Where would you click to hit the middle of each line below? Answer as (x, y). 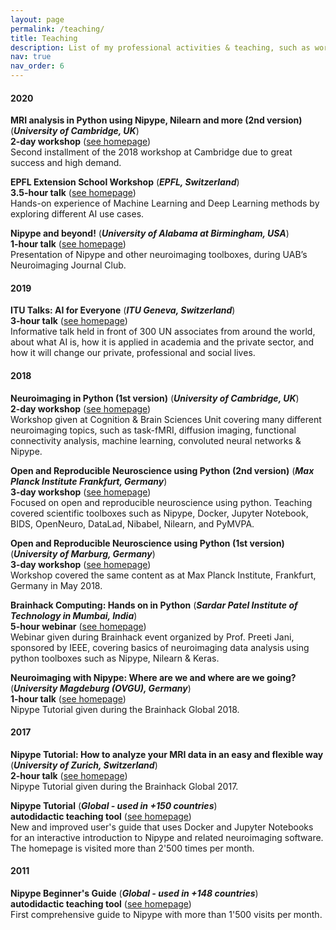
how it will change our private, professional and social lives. (133, 353)
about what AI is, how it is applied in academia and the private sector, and (162, 342)
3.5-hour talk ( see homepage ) (73, 193)
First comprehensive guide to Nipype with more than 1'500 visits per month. (166, 915)
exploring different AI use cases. (77, 214)
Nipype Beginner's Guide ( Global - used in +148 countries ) (134, 893)
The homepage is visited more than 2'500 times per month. (132, 848)
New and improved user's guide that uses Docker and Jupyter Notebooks (162, 827)
